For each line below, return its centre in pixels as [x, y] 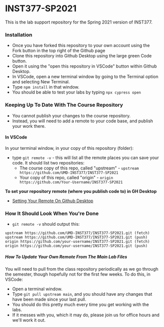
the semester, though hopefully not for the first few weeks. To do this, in [78, 274]
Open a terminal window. [37, 289]
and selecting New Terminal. [41, 82]
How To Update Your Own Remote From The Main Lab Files [66, 257]
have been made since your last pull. [49, 299]
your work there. [29, 126]
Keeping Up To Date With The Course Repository [64, 105]
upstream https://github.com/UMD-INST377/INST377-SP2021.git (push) [76, 237]
